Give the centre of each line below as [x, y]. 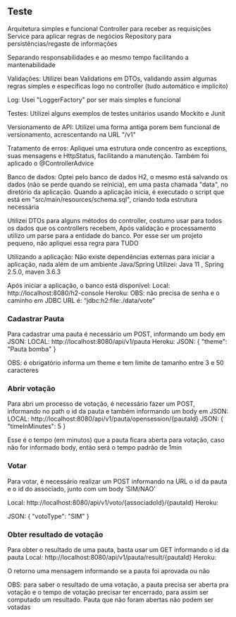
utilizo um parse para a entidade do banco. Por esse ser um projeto [105, 235]
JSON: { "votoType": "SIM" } [48, 516]
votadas [19, 607]
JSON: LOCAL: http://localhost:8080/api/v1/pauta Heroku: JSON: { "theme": [117, 342]
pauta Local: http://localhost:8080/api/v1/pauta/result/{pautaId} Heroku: [112, 557]
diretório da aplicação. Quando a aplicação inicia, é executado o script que [116, 192]
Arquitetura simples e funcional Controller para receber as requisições [109, 28]
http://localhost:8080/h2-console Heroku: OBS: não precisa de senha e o [113, 293]
